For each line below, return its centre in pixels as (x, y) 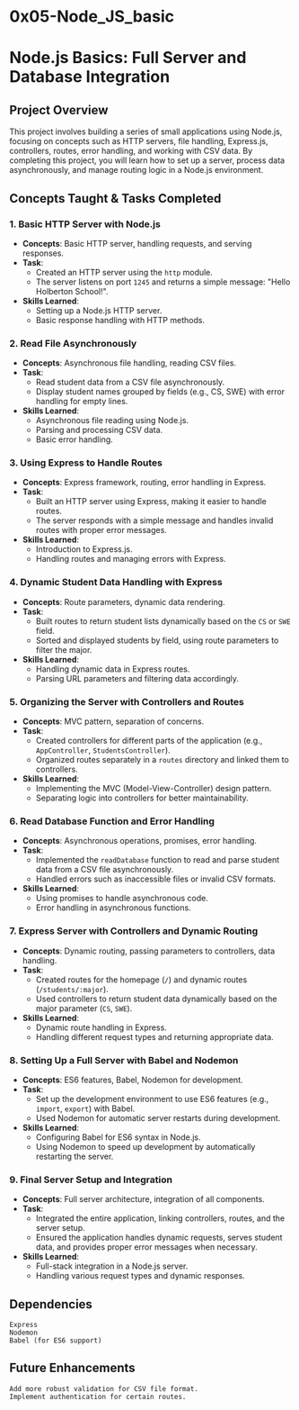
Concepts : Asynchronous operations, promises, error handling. (140, 841)
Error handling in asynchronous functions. (113, 908)
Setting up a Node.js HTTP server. (99, 310)
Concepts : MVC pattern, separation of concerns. (113, 721)
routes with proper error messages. (101, 530)
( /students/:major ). (72, 989)
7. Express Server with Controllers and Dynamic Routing (134, 931)
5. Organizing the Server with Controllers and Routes (127, 701)
